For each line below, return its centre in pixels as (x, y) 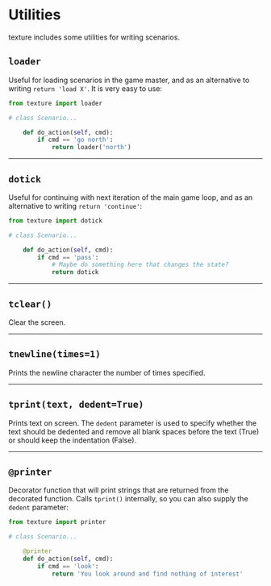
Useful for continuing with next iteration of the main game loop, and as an (131, 197)
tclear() (30, 304)
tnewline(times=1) (54, 354)
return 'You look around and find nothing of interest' (147, 574)
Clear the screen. (37, 322)
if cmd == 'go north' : (75, 140)
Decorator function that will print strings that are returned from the (119, 490)
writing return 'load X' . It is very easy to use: (85, 88)
